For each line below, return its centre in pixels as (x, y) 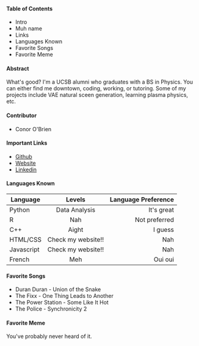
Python (20, 210)
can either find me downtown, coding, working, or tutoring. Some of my (96, 88)
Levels (76, 200)
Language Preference (142, 200)
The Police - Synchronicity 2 (51, 309)
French (20, 259)
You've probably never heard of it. (49, 336)
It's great (161, 210)
